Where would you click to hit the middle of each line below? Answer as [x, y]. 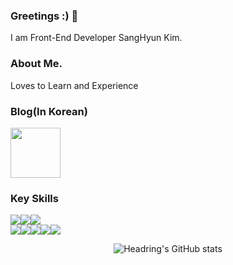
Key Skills [34, 198]
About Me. [36, 64]
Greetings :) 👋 [44, 16]
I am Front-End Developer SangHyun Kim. [96, 38]
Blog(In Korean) [49, 111]
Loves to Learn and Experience [74, 85]
